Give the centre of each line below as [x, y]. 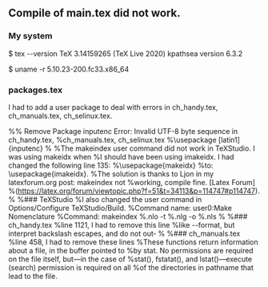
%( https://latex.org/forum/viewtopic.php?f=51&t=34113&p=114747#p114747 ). [134, 191]
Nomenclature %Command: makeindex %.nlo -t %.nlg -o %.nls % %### [128, 216]
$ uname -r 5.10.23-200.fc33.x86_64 [69, 69]
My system [30, 36]
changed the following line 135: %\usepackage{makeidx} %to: [111, 165]
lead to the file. [33, 276]
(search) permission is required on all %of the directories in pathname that [131, 267]
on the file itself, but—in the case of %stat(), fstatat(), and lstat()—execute [130, 259]
